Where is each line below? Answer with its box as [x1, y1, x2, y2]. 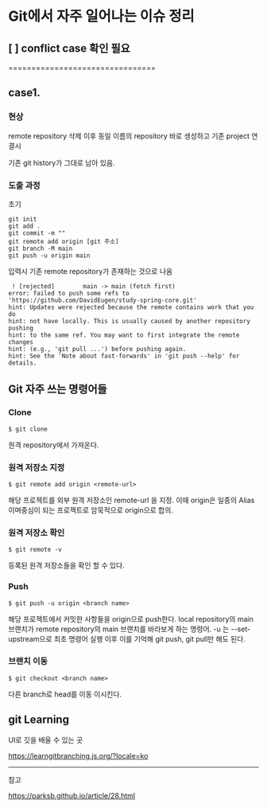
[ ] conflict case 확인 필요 [8, 41, 131, 55]
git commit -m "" [8, 228, 66, 237]
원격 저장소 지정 [8, 462, 65, 473]
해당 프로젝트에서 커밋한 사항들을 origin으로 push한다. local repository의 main [8, 614, 254, 623]
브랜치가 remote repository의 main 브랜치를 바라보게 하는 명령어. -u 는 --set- [8, 624, 251, 634]
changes [8, 338, 34, 346]
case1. [8, 86, 41, 100]
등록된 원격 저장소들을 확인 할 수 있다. [8, 560, 125, 570]
